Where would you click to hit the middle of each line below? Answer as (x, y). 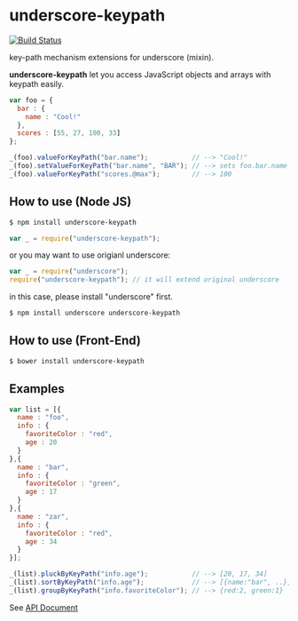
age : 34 (41, 541)
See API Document (43, 607)
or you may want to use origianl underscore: (90, 255)
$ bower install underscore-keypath (77, 361)
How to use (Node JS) (71, 202)
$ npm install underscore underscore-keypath (94, 313)
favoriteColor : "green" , (73, 484)
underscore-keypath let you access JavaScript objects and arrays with (140, 74)
